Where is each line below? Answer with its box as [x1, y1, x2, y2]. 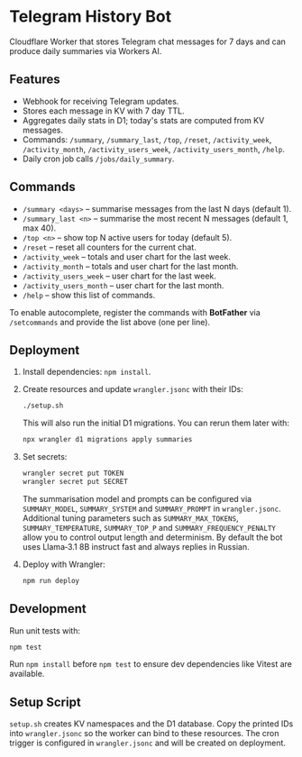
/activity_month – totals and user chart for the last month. [22, 260, 239, 271]
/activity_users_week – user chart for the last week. [22, 270, 216, 281]
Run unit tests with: [9, 625, 81, 636]
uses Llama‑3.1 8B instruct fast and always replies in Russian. [22, 541, 250, 552]
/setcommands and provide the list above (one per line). [9, 316, 210, 327]
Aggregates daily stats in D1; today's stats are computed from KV [22, 114, 265, 125]
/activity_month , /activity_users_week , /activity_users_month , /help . [22, 143, 286, 154]
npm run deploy [22, 576, 80, 585]
